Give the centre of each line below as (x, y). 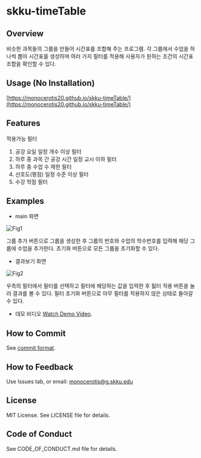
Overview (25, 34)
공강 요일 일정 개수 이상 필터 (48, 151)
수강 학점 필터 (31, 182)
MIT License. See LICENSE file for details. (58, 415)
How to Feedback (40, 367)
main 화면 (27, 217)
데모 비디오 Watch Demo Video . (54, 314)
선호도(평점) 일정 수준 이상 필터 (52, 174)
